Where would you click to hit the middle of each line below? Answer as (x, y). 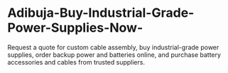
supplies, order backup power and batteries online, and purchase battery (114, 55)
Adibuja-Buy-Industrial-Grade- (101, 13)
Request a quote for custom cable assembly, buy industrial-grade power (113, 47)
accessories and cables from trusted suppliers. (76, 62)
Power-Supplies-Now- (75, 28)
